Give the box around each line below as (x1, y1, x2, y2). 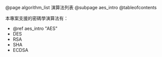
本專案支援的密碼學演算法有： (5, 15, 68, 21)
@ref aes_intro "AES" (12, 25, 58, 32)
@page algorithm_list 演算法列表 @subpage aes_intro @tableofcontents (5, 5, 157, 10)
